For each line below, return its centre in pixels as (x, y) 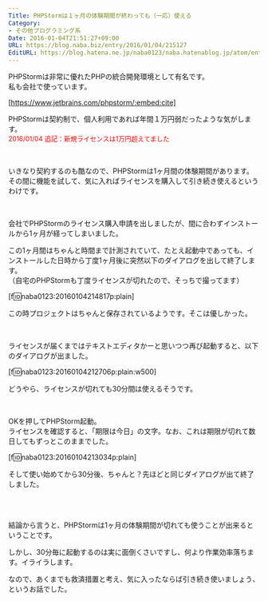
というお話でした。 (40, 589)
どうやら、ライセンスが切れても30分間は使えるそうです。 (103, 389)
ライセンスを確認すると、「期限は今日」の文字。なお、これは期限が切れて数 (132, 431)
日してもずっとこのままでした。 (61, 441)
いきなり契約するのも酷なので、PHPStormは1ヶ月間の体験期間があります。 (131, 171)
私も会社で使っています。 (50, 86)
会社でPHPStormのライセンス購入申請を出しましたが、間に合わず (116, 223)
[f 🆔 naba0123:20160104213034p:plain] (73, 457)
